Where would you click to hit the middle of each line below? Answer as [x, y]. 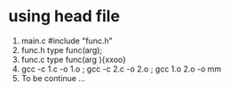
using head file [64, 16]
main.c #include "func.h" [67, 41]
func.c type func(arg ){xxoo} [73, 59]
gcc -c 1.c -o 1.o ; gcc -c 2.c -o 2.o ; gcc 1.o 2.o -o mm [121, 69]
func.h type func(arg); [62, 49]
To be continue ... [53, 78]
